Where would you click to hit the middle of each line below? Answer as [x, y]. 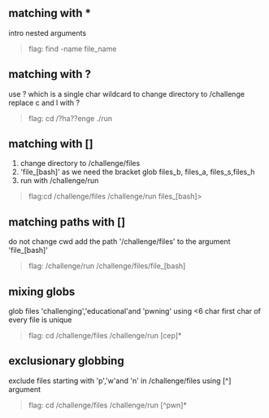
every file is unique [40, 320]
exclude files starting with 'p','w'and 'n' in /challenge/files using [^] [120, 381]
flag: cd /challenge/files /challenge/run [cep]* [105, 336]
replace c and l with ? [44, 102]
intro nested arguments [48, 33]
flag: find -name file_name [72, 49]
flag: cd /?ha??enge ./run [70, 118]
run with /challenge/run [59, 181]
